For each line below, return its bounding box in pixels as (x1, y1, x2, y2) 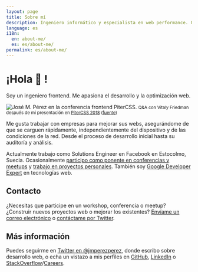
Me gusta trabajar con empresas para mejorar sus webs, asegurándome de (6, 120, 189, 127)
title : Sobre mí (6, 14, 46, 20)
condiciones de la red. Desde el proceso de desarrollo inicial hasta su (6, 132, 175, 139)
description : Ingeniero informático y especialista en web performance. (6, 19, 189, 25)
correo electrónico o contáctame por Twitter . (6, 214, 115, 221)
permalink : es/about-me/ (6, 47, 67, 53)
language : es (6, 25, 38, 31)
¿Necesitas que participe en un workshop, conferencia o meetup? (6, 202, 166, 209)
